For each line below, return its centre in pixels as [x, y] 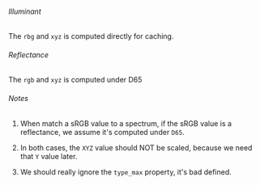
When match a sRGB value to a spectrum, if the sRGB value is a [126, 123]
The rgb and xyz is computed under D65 [75, 80]
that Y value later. [49, 156]
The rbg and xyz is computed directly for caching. [91, 36]
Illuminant [25, 11]
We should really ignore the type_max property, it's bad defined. [126, 172]
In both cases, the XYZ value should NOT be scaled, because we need [136, 147]
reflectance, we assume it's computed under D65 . [102, 132]
